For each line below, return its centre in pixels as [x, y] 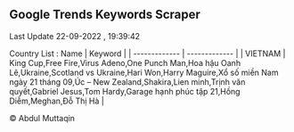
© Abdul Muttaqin [42, 118]
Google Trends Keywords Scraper [105, 15]
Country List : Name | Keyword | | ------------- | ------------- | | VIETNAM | [147, 54]
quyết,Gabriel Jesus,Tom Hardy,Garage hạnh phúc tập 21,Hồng [125, 91]
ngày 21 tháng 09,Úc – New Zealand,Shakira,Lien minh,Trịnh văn [127, 82]
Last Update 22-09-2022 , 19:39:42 [75, 36]
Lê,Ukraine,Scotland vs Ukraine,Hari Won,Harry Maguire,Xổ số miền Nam [144, 72]
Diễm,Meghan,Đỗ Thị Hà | [57, 101]
